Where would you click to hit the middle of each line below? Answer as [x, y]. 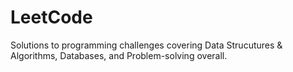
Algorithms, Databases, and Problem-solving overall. [119, 55]
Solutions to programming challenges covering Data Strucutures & [146, 45]
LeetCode [51, 17]
